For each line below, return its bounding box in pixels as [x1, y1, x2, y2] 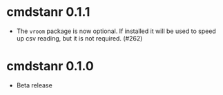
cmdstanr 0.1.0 [6, 59, 94, 74]
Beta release [16, 81, 52, 89]
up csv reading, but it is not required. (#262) [16, 34, 143, 42]
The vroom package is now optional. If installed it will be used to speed [16, 27, 217, 35]
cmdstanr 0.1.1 [6, 4, 90, 20]
